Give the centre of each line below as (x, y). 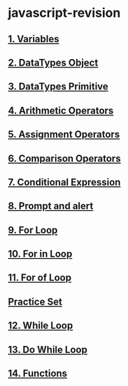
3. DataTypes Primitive (58, 87)
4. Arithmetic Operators (61, 110)
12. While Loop (41, 326)
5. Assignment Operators (64, 135)
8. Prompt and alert (51, 206)
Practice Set (35, 301)
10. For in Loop (40, 254)
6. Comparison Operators (64, 159)
